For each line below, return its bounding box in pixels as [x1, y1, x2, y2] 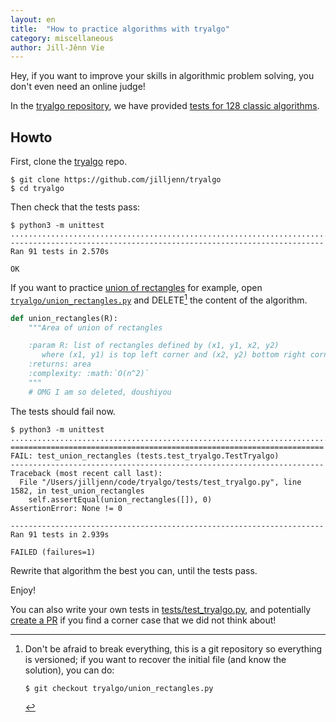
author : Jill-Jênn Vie [10, 42, 105, 53]
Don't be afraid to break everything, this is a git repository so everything [24, 642, 323, 655]
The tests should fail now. [10, 405, 116, 417]
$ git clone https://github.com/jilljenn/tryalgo [10, 175, 222, 185]
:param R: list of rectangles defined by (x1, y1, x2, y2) [28, 341, 280, 351]
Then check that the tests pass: [10, 201, 141, 213]
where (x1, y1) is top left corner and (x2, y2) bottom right [41, 350, 307, 360]
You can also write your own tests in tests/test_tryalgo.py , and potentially [10, 603, 312, 615]
